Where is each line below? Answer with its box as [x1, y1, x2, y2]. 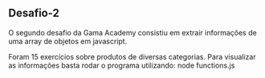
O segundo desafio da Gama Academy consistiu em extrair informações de [8, 27, 257, 37]
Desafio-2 [8, 6, 60, 20]
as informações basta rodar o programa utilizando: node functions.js [8, 60, 235, 70]
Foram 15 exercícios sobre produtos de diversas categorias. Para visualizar [8, 51, 256, 61]
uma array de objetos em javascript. [8, 36, 128, 46]
